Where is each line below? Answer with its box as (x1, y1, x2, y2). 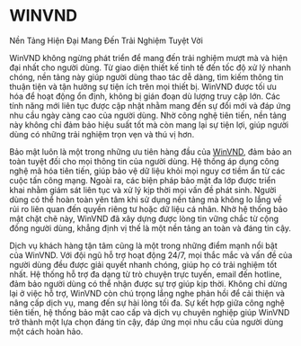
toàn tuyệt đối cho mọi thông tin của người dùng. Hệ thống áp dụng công (9, 155, 279, 166)
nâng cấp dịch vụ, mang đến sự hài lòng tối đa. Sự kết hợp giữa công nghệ (9, 297, 285, 308)
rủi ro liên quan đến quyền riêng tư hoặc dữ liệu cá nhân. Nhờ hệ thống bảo (9, 203, 288, 214)
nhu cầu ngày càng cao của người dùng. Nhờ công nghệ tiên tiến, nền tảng (9, 110, 288, 120)
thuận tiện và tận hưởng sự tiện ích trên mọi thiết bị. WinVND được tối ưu (9, 81, 277, 92)
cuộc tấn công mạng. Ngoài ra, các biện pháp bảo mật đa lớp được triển (9, 174, 276, 185)
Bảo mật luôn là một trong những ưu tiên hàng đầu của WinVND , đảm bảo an (9, 146, 292, 157)
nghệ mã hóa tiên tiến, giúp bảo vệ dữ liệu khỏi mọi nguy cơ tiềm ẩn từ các (9, 165, 286, 176)
